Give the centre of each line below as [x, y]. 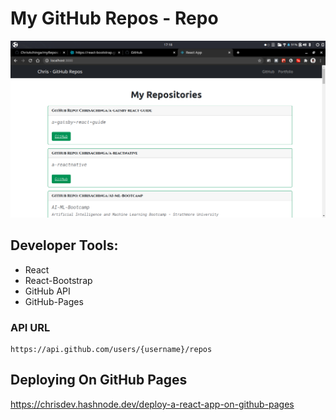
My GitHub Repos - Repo [114, 18]
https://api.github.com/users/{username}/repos [111, 350]
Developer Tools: [64, 245]
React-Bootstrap [58, 280]
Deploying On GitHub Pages [99, 380]
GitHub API [47, 291]
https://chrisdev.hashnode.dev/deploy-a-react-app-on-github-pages [152, 404]
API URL [30, 327]
